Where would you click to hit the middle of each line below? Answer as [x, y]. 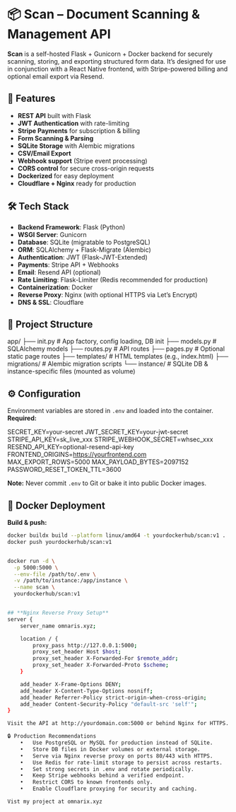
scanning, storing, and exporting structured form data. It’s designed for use [117, 61]
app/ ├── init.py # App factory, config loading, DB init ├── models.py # [112, 342]
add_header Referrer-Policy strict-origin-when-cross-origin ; [113, 697]
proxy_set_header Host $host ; [77, 652]
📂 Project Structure [50, 324]
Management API [59, 34]
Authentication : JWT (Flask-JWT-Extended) [82, 257]
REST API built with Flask [54, 115]
